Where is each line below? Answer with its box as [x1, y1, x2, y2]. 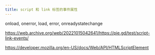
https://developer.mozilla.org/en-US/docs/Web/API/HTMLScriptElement [5, 44, 149, 50]
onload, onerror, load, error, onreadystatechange [5, 20, 103, 26]
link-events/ [5, 35, 29, 41]
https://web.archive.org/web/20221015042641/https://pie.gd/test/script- [5, 30, 150, 36]
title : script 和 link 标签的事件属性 [5, 7, 78, 12]
